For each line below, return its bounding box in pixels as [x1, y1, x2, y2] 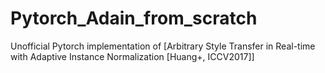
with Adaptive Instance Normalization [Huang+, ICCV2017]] [10, 50, 255, 62]
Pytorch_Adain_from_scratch [10, 7, 258, 30]
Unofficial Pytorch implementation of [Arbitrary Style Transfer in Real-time [10, 40, 316, 52]
